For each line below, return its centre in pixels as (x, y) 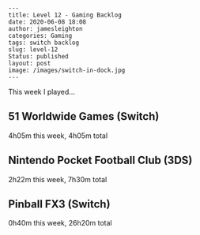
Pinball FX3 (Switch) (59, 205)
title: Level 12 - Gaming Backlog (65, 15)
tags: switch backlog (44, 43)
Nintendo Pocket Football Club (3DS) (100, 160)
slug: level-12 (33, 50)
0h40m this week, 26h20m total (60, 223)
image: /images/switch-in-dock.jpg (67, 70)
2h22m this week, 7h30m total (58, 179)
